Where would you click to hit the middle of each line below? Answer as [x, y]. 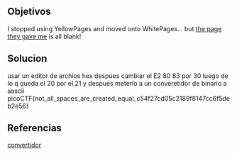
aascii [16, 91]
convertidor [24, 145]
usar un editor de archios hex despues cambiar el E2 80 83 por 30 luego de [118, 76]
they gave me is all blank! [44, 36]
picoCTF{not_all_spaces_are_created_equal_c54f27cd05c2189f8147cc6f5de [119, 98]
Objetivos [29, 12]
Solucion [27, 58]
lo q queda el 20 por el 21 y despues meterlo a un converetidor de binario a [117, 83]
